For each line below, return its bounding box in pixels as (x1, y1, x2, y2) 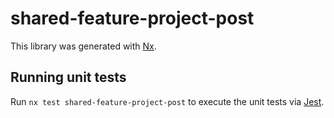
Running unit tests (10, 69, 127, 86)
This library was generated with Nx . (10, 40, 157, 52)
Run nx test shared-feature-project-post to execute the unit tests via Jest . (10, 95, 325, 107)
